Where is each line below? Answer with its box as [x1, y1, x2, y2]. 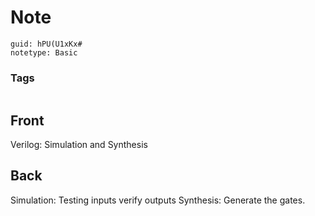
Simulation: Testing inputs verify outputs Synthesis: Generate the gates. [10, 194, 306, 206]
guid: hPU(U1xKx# [10, 39, 83, 49]
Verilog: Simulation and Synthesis [10, 139, 148, 151]
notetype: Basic [10, 47, 78, 58]
